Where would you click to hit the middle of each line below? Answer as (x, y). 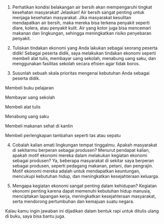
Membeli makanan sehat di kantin (39, 126)
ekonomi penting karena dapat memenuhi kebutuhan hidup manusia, (82, 191)
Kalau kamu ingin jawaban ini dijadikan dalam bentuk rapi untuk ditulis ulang (82, 211)
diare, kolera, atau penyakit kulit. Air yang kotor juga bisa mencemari (82, 28)
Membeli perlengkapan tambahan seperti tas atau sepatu (63, 135)
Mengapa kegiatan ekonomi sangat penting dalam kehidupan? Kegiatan (84, 186)
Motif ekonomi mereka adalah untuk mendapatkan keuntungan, (76, 171)
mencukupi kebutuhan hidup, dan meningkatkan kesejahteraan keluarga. (86, 176)
